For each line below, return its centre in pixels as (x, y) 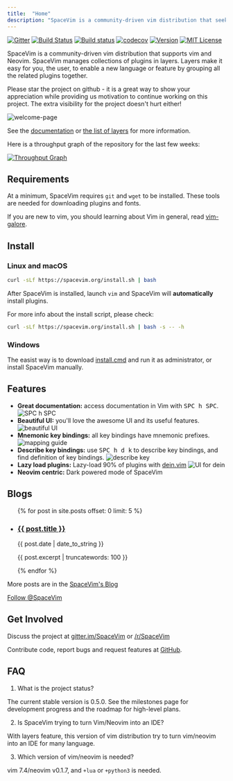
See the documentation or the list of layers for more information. (99, 131)
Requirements (38, 179)
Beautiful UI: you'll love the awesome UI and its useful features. (108, 420)
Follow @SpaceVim (35, 597)
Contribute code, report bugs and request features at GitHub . (95, 649)
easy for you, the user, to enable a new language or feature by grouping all (114, 68)
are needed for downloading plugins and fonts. (74, 203)
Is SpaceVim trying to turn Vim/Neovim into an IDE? (90, 722)
